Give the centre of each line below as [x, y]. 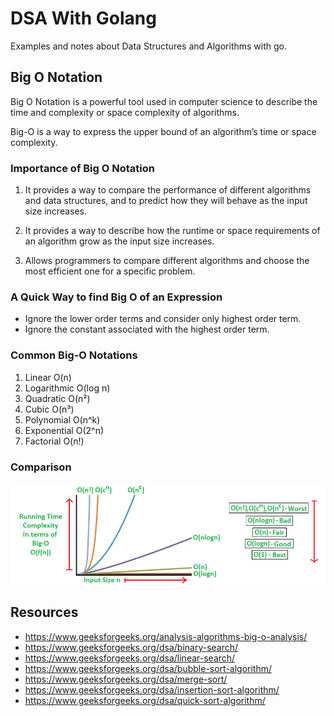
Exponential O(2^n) [64, 430]
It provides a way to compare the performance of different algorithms [168, 190]
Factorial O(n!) [54, 441]
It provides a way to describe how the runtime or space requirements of [172, 231]
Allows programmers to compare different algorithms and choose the [167, 261]
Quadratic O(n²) [57, 398]
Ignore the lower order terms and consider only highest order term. [163, 319]
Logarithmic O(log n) [67, 388]
